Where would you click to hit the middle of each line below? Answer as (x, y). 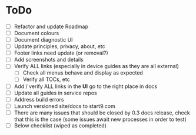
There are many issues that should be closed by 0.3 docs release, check (102, 113)
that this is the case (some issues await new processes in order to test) (100, 119)
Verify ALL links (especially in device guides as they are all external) (96, 66)
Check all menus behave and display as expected (83, 73)
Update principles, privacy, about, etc (59, 46)
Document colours (36, 33)
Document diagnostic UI (43, 40)
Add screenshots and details (49, 60)
